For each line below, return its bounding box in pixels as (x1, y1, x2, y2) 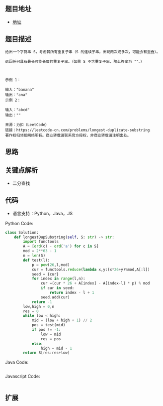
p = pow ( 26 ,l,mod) (31, 262, 70, 268)
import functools (23, 239, 59, 244)
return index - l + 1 (49, 290, 94, 295)
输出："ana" (5, 92, 28, 97)
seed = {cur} (31, 271, 59, 276)
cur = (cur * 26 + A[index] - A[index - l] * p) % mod (40, 281, 150, 286)
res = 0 (23, 308, 39, 314)
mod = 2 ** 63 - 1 (23, 249, 57, 254)
